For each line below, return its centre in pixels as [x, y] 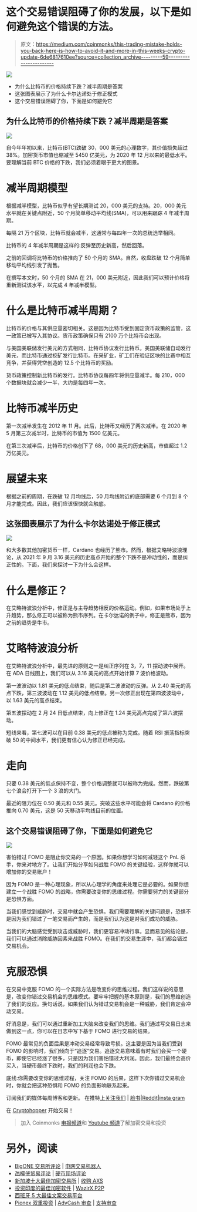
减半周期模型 [37, 188]
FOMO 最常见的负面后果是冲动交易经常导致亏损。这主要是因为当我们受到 [94, 1043]
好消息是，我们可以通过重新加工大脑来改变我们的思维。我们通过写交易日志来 [98, 1024]
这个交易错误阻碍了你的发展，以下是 [94, 12]
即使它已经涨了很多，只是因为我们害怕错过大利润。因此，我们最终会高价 [103, 1058]
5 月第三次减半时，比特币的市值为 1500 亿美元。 [64, 433]
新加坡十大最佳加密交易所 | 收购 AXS [59, 1180]
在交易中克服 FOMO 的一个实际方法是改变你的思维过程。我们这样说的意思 [95, 989]
